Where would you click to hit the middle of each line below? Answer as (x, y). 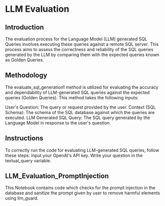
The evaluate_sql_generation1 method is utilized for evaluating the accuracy (82, 87)
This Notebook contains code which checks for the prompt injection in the (80, 188)
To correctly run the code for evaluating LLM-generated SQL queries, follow (82, 150)
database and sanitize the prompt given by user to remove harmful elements (82, 193)
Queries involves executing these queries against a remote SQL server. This (82, 44)
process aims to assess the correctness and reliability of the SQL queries (79, 49)
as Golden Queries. (25, 60)
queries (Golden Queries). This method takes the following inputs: (72, 97)
